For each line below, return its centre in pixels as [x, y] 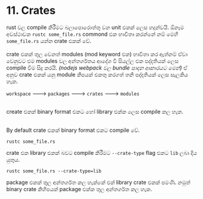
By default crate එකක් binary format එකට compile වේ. [73, 130]
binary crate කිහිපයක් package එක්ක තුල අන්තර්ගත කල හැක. [79, 189]
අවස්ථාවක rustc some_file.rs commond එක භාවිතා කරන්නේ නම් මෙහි [92, 34]
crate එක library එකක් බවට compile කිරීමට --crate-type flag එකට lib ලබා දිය [102, 152]
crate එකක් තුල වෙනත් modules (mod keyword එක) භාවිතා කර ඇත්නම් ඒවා [97, 54]
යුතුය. [13, 159]
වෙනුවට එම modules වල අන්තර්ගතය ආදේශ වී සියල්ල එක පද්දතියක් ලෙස [92, 60]
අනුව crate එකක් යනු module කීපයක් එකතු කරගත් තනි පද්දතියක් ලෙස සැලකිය [97, 74]
